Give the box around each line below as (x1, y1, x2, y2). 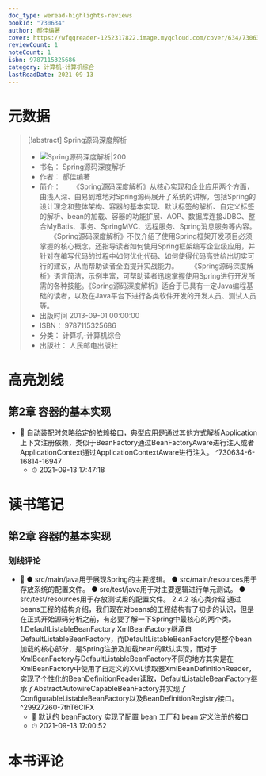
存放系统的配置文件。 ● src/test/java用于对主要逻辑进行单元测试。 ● (19, 585, 246, 594)
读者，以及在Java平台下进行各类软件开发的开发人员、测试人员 (53, 290, 256, 300)
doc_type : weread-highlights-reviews (8, 11, 133, 20)
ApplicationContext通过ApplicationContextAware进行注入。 (19, 448, 214, 457)
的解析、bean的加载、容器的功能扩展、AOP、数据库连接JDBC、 (39, 211, 249, 221)
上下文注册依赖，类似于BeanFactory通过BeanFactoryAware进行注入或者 (19, 437, 255, 447)
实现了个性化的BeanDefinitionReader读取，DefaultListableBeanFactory (19, 674, 251, 683)
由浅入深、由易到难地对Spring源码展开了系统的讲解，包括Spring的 (39, 191, 256, 201)
